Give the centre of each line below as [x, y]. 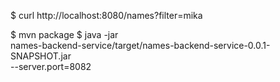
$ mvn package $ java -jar [64, 34]
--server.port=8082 [51, 66]
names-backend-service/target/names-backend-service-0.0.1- [140, 45]
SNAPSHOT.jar [41, 56]
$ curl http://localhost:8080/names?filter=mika [106, 15]
